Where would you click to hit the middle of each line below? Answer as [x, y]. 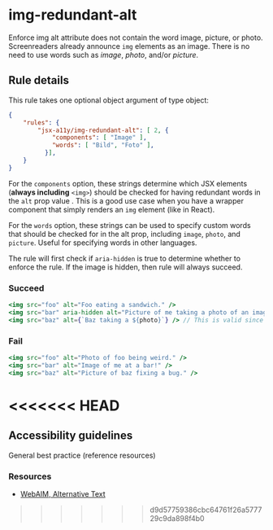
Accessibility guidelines [71, 436]
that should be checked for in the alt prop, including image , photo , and [125, 234]
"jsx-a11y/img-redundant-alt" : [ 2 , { [103, 130]
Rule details [39, 80]
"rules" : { [41, 123]
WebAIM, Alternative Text [63, 493]
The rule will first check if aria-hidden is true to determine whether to [125, 258]
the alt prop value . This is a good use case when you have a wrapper [126, 200]
